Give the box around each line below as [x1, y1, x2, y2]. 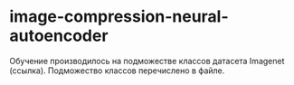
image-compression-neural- [9, 6, 229, 27]
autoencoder [9, 25, 109, 46]
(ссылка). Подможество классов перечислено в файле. [9, 65, 225, 76]
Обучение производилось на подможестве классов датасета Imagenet [9, 55, 285, 66]
